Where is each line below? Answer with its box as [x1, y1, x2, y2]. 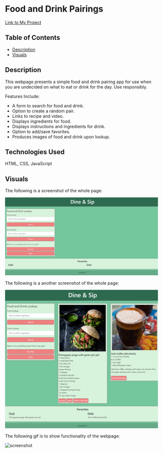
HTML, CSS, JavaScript [5, 161, 52, 166]
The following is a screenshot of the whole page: [5, 188, 103, 194]
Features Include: [5, 93, 40, 99]
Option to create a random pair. [12, 108, 75, 114]
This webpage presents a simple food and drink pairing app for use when [5, 79, 152, 85]
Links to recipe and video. [12, 113, 64, 119]
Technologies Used [5, 147, 65, 156]
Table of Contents [5, 34, 61, 42]
